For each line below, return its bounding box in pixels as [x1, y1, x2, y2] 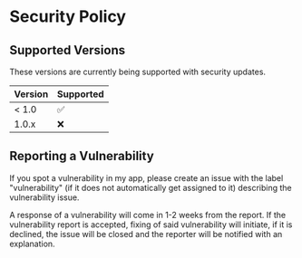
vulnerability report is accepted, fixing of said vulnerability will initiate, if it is [9, 219, 293, 230]
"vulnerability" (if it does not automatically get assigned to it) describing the [9, 182, 292, 193]
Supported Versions [9, 43, 125, 58]
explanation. [9, 238, 56, 249]
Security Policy [9, 6, 127, 27]
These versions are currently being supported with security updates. [9, 66, 266, 77]
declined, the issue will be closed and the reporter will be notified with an [9, 228, 283, 239]
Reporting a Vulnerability [9, 148, 154, 164]
